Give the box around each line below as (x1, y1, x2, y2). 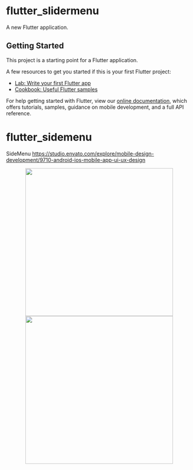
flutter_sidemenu (6, 130, 93, 144)
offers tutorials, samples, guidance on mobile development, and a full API (6, 103, 184, 111)
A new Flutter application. (6, 24, 68, 31)
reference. (6, 109, 31, 116)
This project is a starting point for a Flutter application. (6, 56, 138, 63)
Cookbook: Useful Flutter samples (14, 86, 98, 93)
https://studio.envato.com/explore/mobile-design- (32, 150, 155, 157)
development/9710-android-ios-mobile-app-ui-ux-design (6, 156, 146, 163)
